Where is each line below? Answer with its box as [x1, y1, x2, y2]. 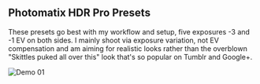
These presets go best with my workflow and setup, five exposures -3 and [8, 27, 251, 36]
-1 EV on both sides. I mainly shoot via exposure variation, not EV [8, 35, 219, 45]
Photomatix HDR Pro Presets [8, 6, 151, 20]
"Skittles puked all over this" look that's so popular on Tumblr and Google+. [8, 52, 253, 61]
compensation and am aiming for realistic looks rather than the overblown [8, 43, 248, 53]
